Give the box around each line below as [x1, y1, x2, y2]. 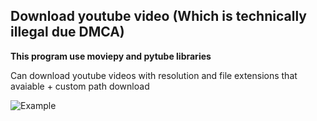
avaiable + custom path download [10, 80, 150, 92]
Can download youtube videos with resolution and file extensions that [10, 69, 298, 81]
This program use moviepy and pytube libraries [10, 50, 212, 62]
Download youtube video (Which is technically [10, 8, 307, 25]
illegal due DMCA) [10, 24, 125, 41]
